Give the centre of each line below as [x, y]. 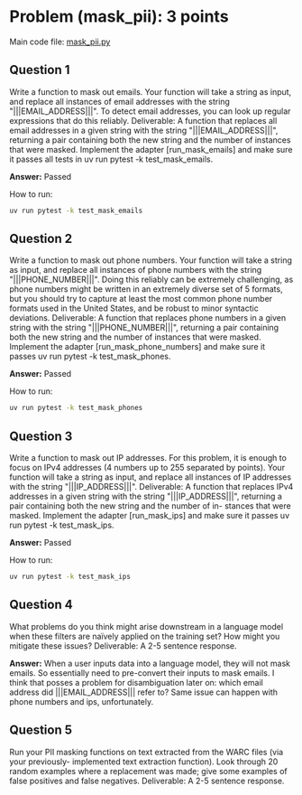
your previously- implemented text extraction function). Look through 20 [144, 762]
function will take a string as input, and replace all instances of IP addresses [150, 477]
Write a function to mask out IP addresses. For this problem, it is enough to [148, 458]
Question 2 [41, 239]
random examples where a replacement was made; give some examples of [149, 771]
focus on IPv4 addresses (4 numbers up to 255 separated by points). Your [147, 468]
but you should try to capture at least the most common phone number [141, 299]
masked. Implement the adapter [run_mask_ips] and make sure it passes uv [150, 516]
